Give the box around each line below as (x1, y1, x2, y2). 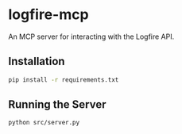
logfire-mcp (8, 6, 89, 24)
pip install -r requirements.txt (8, 75, 119, 84)
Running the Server (8, 98, 106, 112)
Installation (8, 55, 65, 68)
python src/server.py (8, 119, 80, 127)
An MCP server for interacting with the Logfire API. (8, 32, 175, 41)
